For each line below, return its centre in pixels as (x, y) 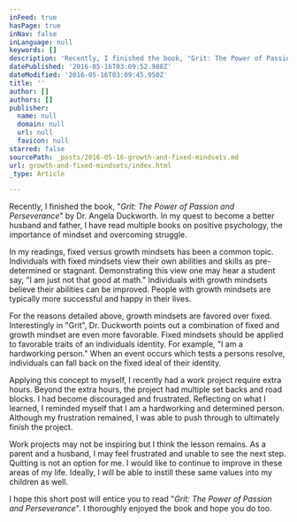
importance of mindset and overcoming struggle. (98, 234)
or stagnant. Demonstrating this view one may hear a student (164, 271)
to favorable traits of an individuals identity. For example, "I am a (126, 344)
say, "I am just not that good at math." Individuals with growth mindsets (138, 280)
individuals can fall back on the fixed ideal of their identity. (115, 363)
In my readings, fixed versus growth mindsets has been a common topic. (141, 252)
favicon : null (43, 141)
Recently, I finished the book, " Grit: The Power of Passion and (122, 207)
